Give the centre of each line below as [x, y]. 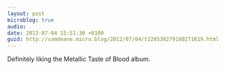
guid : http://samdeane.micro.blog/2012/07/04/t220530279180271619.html [113, 40]
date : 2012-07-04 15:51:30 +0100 [56, 33]
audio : [17, 26]
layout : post [26, 14]
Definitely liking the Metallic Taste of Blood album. [79, 59]
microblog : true [31, 20]
